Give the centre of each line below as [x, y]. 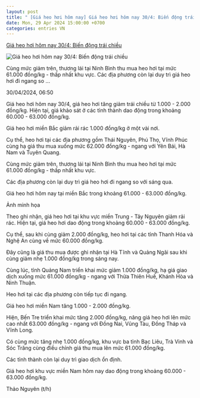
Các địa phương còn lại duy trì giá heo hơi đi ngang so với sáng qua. [90, 182]
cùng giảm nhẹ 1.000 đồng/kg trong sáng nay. [62, 259]
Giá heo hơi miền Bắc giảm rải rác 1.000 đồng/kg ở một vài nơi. [83, 128]
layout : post [22, 12]
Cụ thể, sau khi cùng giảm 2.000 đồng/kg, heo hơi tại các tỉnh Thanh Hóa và [100, 234]
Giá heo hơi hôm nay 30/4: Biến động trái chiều [64, 45]
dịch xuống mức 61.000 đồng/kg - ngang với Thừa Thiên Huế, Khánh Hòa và [100, 276]
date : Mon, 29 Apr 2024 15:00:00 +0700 [56, 23]
